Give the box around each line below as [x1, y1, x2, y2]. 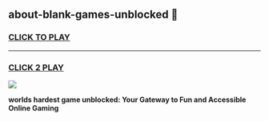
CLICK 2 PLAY [8, 61, 64, 72]
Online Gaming [8, 103, 59, 112]
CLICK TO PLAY [8, 32, 70, 43]
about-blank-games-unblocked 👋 [8, 8, 179, 21]
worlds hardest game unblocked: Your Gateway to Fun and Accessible [8, 95, 247, 104]
